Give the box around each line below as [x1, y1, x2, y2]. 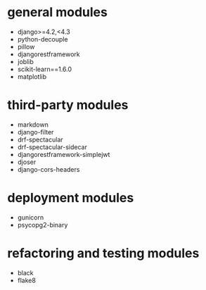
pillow [17, 42, 35, 51]
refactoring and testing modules [7, 246, 200, 261]
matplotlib [17, 72, 47, 81]
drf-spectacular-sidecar [17, 142, 88, 151]
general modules [7, 4, 108, 20]
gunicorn [17, 213, 44, 222]
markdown [17, 120, 49, 129]
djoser [17, 158, 37, 166]
